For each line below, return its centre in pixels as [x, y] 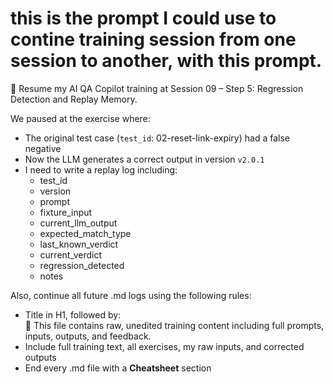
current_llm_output [78, 223]
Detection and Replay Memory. [74, 99]
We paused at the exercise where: [80, 118]
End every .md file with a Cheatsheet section [118, 368]
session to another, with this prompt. [166, 61]
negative [43, 148]
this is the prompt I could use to [143, 18]
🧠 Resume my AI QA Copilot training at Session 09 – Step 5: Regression [157, 88]
